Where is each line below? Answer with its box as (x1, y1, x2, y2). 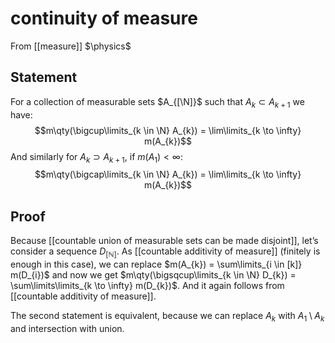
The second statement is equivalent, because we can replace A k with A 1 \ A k (10, 309, 325, 324)
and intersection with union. (10, 322, 125, 334)
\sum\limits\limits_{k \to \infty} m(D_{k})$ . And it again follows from (10, 279, 285, 291)
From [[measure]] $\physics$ (10, 40, 132, 52)
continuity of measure (10, 7, 198, 30)
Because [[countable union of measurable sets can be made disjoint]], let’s (10, 235, 319, 247)
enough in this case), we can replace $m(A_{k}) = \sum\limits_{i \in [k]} (10, 258, 303, 270)
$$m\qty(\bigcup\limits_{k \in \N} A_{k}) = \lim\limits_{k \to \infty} (34, 124, 302, 136)
